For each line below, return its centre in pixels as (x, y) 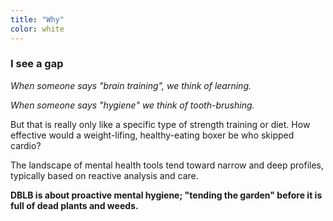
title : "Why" (37, 19)
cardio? (26, 145)
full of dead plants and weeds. (74, 205)
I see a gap (37, 64)
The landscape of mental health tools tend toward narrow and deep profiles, (167, 165)
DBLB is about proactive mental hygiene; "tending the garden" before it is (166, 195)
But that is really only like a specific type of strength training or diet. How (160, 124)
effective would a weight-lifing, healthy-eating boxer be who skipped (152, 135)
